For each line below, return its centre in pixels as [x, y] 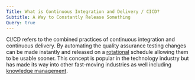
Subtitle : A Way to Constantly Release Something [69, 17]
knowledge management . [37, 71]
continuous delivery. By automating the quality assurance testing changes [96, 46]
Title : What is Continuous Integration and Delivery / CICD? [83, 12]
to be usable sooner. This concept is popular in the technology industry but [97, 58]
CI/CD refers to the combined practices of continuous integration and [91, 40]
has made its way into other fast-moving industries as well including [89, 65]
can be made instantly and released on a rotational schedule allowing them [97, 52]
